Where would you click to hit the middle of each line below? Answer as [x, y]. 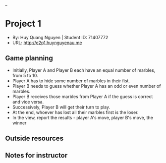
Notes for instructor [36, 155]
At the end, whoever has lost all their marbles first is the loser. [75, 112]
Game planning [29, 58]
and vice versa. [28, 102]
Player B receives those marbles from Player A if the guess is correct [83, 96]
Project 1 [23, 24]
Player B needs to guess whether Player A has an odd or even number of [86, 86]
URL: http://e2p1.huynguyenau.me [47, 43]
